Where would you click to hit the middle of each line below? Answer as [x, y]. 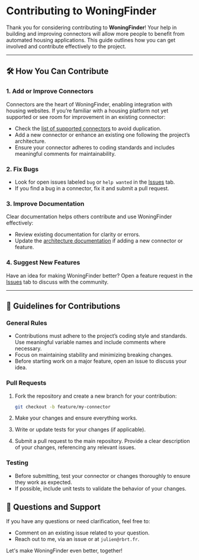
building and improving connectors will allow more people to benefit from [95, 33]
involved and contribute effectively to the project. [66, 46]
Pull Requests [26, 383]
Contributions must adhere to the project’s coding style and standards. [101, 336]
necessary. [28, 348]
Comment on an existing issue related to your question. [82, 533]
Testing [17, 463]
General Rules [27, 323]
